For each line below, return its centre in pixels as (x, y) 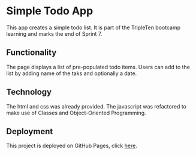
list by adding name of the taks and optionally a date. (72, 73)
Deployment (30, 131)
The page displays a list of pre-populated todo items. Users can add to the (98, 67)
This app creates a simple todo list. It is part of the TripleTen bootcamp (94, 27)
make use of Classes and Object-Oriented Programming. (76, 113)
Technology (29, 92)
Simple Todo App (50, 11)
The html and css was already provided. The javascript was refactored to (97, 106)
